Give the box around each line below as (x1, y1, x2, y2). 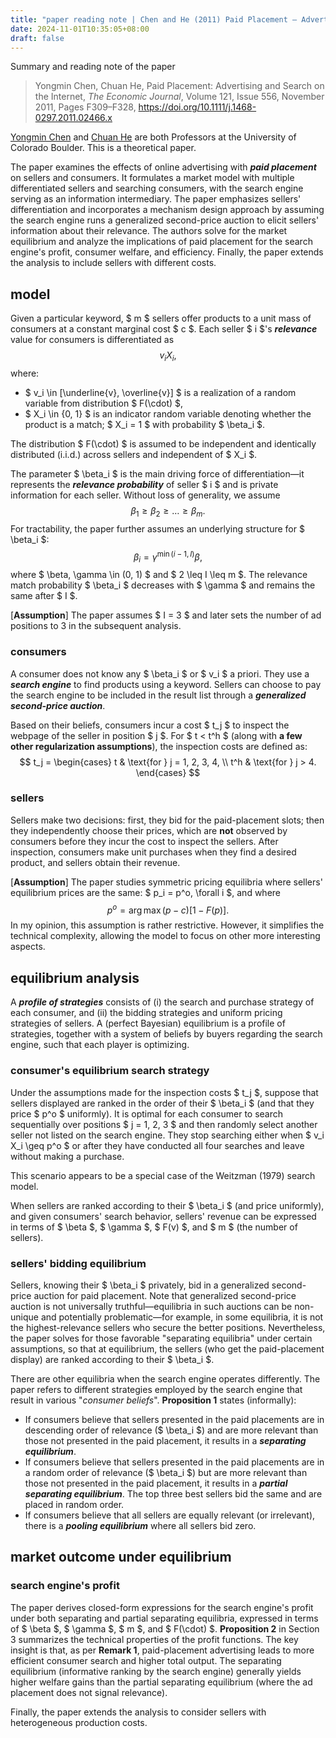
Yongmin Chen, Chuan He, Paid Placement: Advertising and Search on (34, 80, 325, 92)
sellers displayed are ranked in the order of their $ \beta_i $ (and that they (10, 1097, 315, 1109)
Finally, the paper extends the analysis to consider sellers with (10, 1706, 267, 1718)
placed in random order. (24, 1498, 125, 1510)
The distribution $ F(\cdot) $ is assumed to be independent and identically (10, 437, 317, 450)
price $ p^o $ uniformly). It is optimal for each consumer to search (10, 1107, 284, 1120)
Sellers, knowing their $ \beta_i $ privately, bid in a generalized (10, 1279, 270, 1291)
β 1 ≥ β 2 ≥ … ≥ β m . (130, 504, 206, 519)
